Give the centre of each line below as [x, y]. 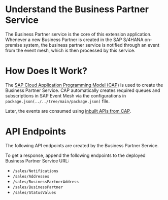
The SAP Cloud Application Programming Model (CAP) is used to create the [84, 85]
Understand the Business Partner [77, 9]
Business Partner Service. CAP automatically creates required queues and [83, 90]
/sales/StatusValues [34, 192]
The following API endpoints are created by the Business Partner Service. [82, 145]
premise [14, 45]
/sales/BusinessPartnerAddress [46, 182]
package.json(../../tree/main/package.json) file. [58, 101]
